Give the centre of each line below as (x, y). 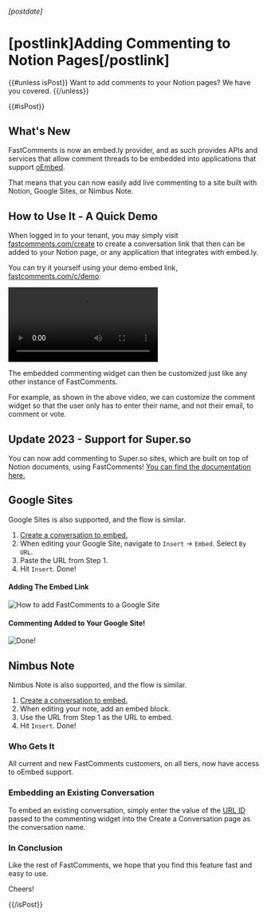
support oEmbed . (37, 167)
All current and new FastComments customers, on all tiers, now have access (134, 764)
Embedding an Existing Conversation (82, 793)
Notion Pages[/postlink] (89, 60)
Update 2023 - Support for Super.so (100, 439)
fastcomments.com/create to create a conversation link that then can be (127, 244)
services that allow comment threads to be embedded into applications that (132, 159)
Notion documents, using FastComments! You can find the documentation (130, 467)
